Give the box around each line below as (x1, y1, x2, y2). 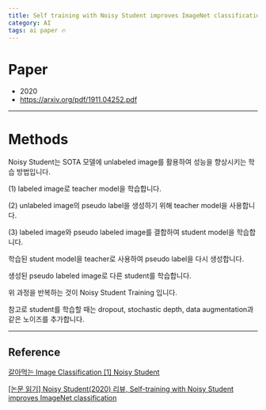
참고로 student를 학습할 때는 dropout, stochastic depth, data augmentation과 (8, 305, 254, 314)
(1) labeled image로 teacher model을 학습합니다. (8, 184, 162, 194)
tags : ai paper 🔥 (8, 26, 66, 34)
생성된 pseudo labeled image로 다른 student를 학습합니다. (8, 271, 192, 281)
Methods (8, 130, 69, 148)
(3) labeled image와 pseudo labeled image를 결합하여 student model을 (8, 227, 235, 237)
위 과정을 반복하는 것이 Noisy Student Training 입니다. (8, 288, 178, 298)
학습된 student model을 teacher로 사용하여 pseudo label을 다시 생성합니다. (8, 254, 245, 264)
